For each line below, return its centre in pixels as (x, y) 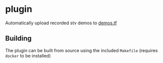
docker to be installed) (28, 56)
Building (18, 38)
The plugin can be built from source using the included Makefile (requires (81, 50)
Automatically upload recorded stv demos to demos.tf (61, 23)
